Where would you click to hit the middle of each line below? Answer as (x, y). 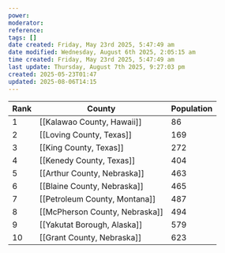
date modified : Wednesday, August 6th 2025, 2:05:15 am (102, 52)
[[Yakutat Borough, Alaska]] (91, 225)
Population (192, 108)
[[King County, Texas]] (81, 147)
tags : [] (22, 38)
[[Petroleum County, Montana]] (97, 198)
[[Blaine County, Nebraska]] (91, 186)
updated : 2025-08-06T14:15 (52, 81)
